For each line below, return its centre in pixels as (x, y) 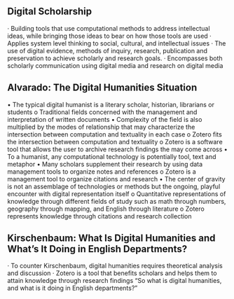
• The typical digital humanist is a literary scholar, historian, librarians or (111, 104)
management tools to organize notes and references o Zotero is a (102, 172)
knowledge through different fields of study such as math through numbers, (117, 201)
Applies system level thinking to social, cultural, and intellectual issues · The (117, 43)
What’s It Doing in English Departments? (97, 249)
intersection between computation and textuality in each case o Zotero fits (115, 134)
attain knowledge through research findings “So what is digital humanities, (115, 281)
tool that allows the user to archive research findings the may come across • (117, 149)
